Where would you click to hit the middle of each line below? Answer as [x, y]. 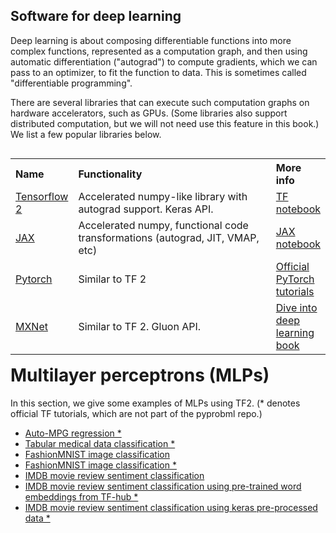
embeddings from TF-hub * [81, 496]
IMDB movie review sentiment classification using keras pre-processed [171, 507]
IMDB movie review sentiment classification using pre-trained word [163, 486]
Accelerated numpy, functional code [163, 225]
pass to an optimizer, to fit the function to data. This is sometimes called [158, 72]
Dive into [296, 307]
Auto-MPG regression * [73, 433]
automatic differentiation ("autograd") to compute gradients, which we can [164, 61]
